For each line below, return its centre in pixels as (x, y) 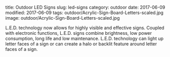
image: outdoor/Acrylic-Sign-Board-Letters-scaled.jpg (63, 18)
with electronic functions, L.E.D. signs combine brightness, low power (79, 33)
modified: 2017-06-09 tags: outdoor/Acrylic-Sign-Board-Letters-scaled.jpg (84, 13)
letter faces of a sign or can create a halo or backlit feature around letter (81, 44)
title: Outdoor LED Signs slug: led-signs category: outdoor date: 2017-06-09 (85, 7)
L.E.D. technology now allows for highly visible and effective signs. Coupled (85, 28)
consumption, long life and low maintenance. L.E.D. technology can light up (84, 38)
